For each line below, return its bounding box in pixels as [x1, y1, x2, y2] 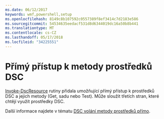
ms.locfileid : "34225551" [5, 40, 58, 45]
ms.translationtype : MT [5, 26, 55, 31]
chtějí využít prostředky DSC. [5, 98, 65, 104]
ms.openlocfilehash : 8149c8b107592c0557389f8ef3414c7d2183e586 [5, 16, 139, 21]
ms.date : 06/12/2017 [5, 7, 48, 12]
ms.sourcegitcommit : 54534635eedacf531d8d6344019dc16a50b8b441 [5, 21, 139, 26]
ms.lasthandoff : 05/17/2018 [5, 35, 63, 40]
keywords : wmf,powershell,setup [5, 12, 72, 17]
